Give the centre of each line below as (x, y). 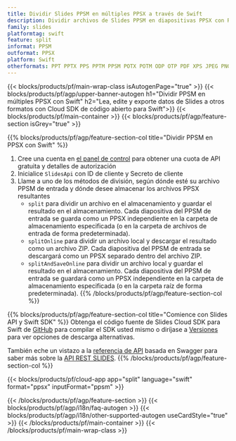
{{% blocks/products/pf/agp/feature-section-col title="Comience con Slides (118, 314)
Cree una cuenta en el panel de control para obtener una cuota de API (119, 159)
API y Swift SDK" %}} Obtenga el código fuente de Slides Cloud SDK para (114, 322)
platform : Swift (31, 60)
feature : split (29, 40)
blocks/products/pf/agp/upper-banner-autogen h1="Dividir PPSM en (106, 94)
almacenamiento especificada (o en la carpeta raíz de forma (115, 285)
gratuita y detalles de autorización (67, 166)
